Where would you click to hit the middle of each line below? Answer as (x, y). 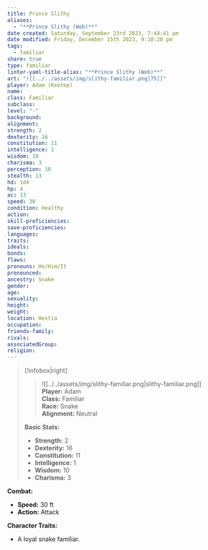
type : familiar (29, 66)
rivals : (18, 338)
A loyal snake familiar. (48, 539)
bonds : (17, 254)
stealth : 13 (24, 176)
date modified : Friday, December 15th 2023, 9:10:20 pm (90, 40)
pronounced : (24, 273)
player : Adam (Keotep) (40, 85)
